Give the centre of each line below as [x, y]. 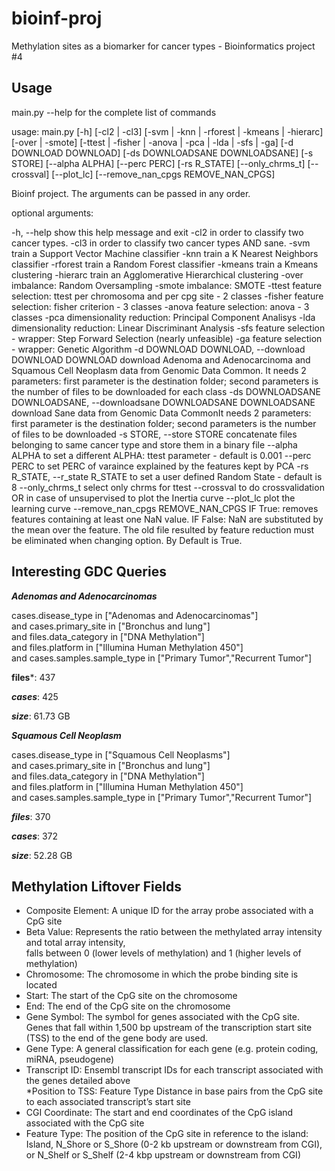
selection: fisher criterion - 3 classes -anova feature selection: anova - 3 [160, 306]
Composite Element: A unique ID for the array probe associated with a [169, 911]
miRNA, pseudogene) [70, 1059]
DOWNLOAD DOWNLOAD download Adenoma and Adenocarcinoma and [161, 359]
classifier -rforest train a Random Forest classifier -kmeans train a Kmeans [165, 264]
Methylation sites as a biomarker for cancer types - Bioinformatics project [163, 46]
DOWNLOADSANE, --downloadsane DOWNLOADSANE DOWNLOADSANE [163, 402]
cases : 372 [35, 836]
